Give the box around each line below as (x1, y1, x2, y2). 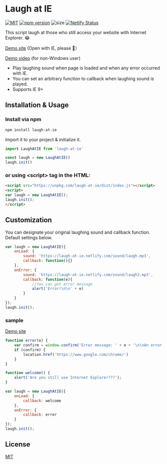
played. (12, 81, 28, 87)
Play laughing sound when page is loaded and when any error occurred (12, 65, 160, 71)
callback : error (23, 412, 57, 417)
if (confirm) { (14, 347, 46, 352)
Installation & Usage (5, 101, 69, 110)
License (5, 440, 30, 449)
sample (5, 317, 24, 324)
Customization (5, 216, 52, 224)
